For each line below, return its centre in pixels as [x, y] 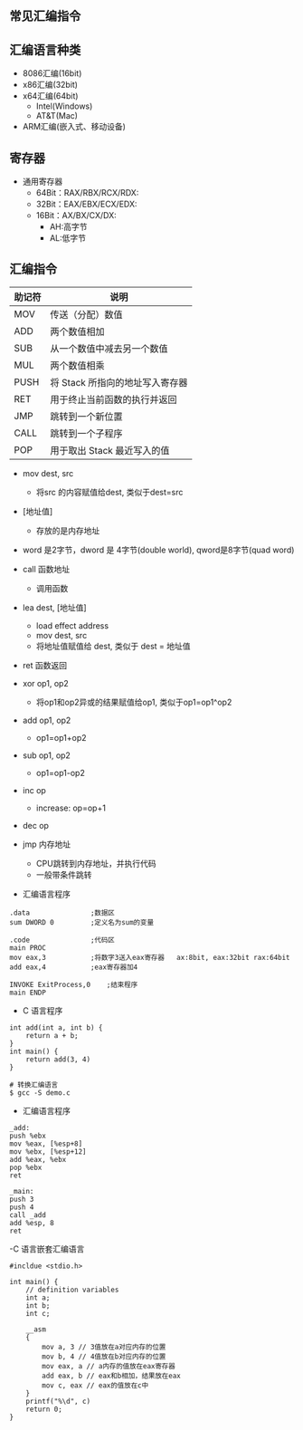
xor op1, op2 [46, 683]
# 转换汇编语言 [34, 1085]
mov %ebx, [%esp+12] [48, 1152]
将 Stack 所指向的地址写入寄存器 [119, 382]
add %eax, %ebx [38, 1159]
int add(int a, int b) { [56, 1027]
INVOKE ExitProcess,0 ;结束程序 [74, 984]
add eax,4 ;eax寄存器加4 [74, 967]
